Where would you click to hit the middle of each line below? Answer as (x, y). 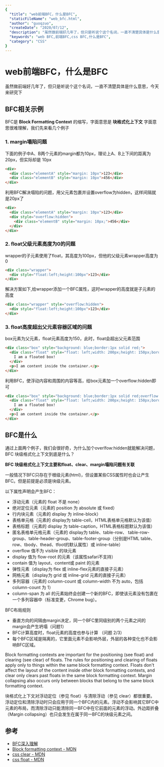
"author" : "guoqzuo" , (31, 23)
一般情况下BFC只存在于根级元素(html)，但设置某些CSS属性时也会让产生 (77, 474)
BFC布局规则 (18, 610)
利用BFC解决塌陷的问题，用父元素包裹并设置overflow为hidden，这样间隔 (79, 192)
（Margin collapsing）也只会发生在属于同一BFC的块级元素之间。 (70, 714)
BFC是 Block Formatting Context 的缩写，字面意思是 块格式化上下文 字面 (79, 122)
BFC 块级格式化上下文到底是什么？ (40, 454)
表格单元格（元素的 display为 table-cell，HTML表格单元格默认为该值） (83, 520)
